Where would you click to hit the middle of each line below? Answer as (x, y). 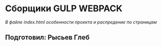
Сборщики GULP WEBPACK (64, 9)
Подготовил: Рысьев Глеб (48, 37)
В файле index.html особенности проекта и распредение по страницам (81, 22)
